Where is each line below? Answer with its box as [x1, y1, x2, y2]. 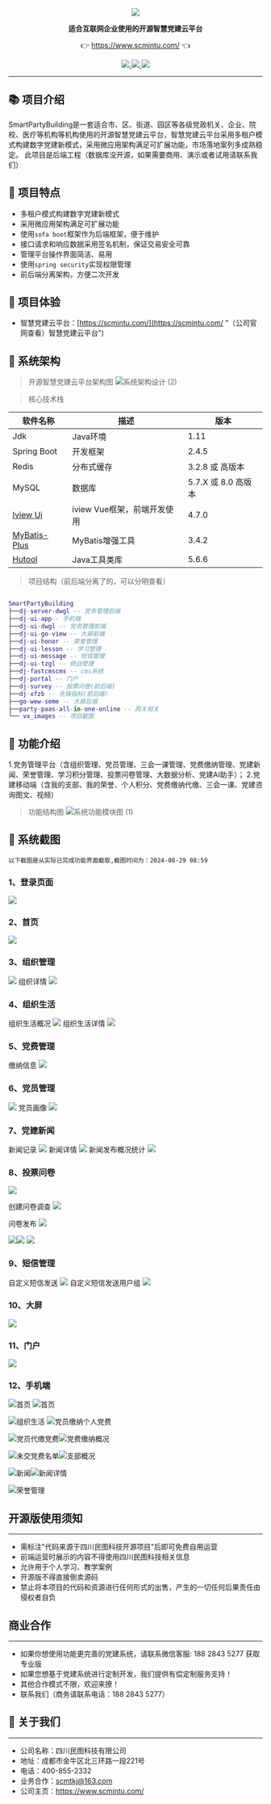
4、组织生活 [8, 998, 56, 1009]
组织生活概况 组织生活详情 [8, 1018, 106, 1029]
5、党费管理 [8, 1040, 55, 1051]
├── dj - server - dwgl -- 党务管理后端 [8, 607, 121, 615]
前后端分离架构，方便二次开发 [19, 269, 119, 279]
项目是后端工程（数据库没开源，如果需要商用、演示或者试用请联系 [31, 149, 251, 159]
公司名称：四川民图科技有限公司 [19, 1745, 127, 1756]
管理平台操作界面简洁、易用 [19, 249, 113, 258]
